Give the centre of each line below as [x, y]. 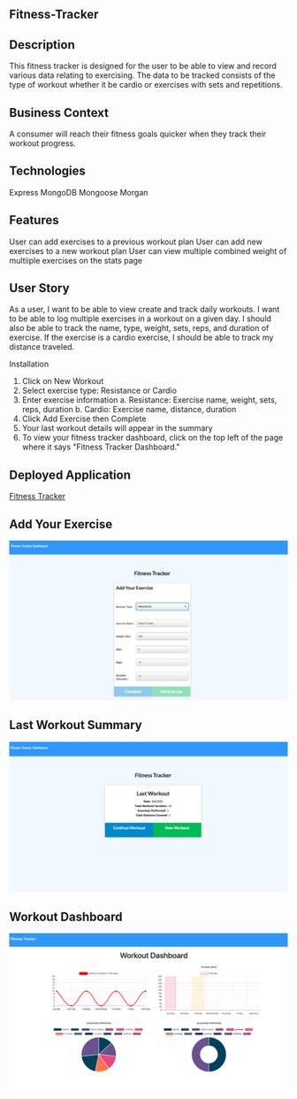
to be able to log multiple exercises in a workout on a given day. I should [141, 319]
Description [42, 45]
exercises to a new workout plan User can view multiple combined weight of [148, 250]
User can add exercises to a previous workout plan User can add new [136, 242]
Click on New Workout [63, 381]
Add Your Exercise [61, 524]
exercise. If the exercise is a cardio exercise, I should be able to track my [141, 338]
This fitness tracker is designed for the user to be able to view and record [143, 66]
